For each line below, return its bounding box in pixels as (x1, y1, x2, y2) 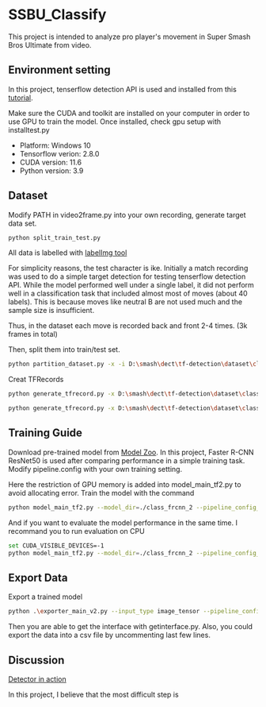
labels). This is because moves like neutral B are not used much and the (8, 297, 243, 307)
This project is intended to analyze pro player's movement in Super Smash (8, 32, 251, 41)
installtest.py (8, 125, 50, 134)
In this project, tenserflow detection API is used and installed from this (8, 84, 237, 94)
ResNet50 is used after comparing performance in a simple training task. (8, 455, 245, 466)
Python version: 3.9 (19, 165, 84, 176)
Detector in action (8, 674, 67, 684)
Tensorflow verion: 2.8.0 (19, 149, 100, 158)
